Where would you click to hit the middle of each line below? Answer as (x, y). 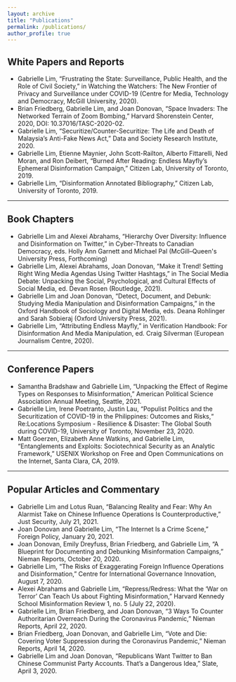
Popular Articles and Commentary (84, 490)
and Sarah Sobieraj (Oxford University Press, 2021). (92, 318)
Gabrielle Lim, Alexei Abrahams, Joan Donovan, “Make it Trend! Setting (120, 266)
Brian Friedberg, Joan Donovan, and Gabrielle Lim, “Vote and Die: (112, 634)
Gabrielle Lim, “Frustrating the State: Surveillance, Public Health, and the (122, 79)
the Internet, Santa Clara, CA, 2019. (68, 461)
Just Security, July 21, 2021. (58, 521)
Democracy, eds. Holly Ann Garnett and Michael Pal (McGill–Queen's (117, 251)
